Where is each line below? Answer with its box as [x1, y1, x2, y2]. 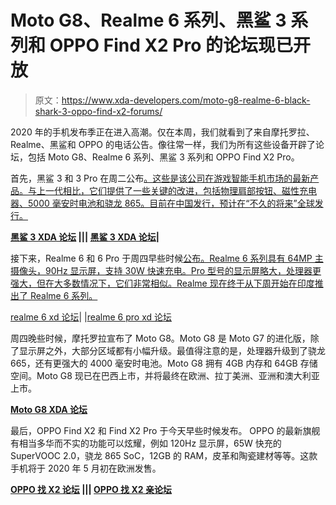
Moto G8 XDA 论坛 [10, 403, 88, 415]
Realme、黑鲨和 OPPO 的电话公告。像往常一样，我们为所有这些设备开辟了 [10, 138, 316, 150]
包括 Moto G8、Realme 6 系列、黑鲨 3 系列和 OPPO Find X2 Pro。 [27, 151, 300, 163]
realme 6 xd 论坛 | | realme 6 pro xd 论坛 [10, 311, 173, 323]
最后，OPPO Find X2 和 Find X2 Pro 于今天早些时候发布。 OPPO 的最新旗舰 [10, 424, 321, 436]
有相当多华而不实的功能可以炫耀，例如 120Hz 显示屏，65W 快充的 [10, 437, 282, 449]
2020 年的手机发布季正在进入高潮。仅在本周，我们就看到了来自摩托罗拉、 [10, 126, 315, 138]
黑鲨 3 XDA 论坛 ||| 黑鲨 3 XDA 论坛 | [10, 231, 160, 243]
